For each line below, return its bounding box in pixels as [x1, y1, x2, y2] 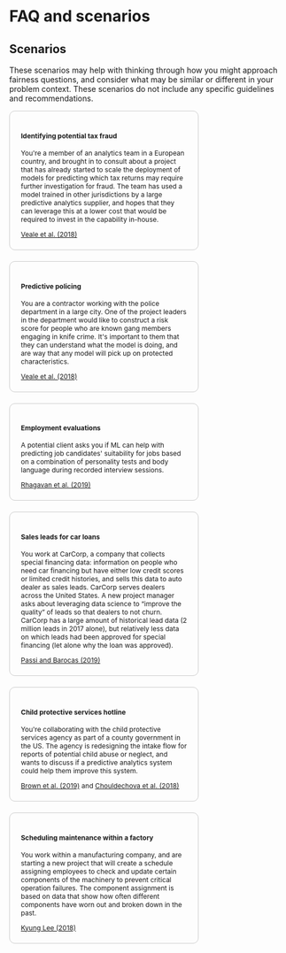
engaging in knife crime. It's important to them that [20, 332, 180, 342]
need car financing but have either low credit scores [20, 566, 184, 575]
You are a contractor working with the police [20, 298, 160, 308]
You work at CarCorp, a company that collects [20, 550, 166, 558]
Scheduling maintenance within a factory [20, 833, 154, 842]
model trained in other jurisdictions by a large [20, 189, 163, 199]
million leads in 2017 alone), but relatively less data [20, 624, 180, 634]
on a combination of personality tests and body [20, 457, 169, 466]
